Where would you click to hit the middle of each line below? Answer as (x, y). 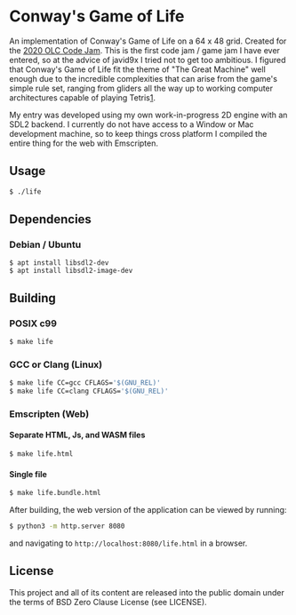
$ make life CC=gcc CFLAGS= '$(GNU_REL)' (85, 383)
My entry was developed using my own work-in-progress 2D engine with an (148, 115)
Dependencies (50, 220)
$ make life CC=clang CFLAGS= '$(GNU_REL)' (89, 391)
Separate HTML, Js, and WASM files (77, 435)
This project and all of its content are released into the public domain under (147, 592)
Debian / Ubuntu (45, 244)
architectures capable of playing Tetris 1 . (82, 97)
